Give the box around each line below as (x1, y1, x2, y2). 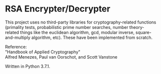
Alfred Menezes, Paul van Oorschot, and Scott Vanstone (5, 54, 118, 60)
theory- (129, 24, 145, 30)
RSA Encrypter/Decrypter (5, 3, 111, 14)
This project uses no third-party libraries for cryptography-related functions (5, 19, 157, 25)
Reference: (5, 44, 27, 49)
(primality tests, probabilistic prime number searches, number (5, 24, 129, 30)
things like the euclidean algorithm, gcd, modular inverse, (20, 29, 135, 35)
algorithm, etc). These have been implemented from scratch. (31, 35, 153, 40)
